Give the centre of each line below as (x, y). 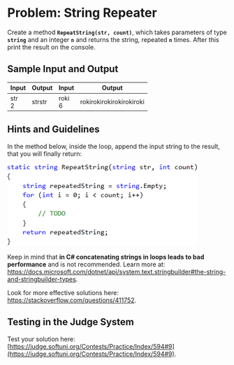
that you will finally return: (45, 153)
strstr (39, 102)
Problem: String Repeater (82, 13)
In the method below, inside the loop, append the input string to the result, (114, 146)
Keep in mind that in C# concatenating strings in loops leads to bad (106, 257)
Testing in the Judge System (71, 322)
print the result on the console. (51, 47)
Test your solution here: (41, 339)
